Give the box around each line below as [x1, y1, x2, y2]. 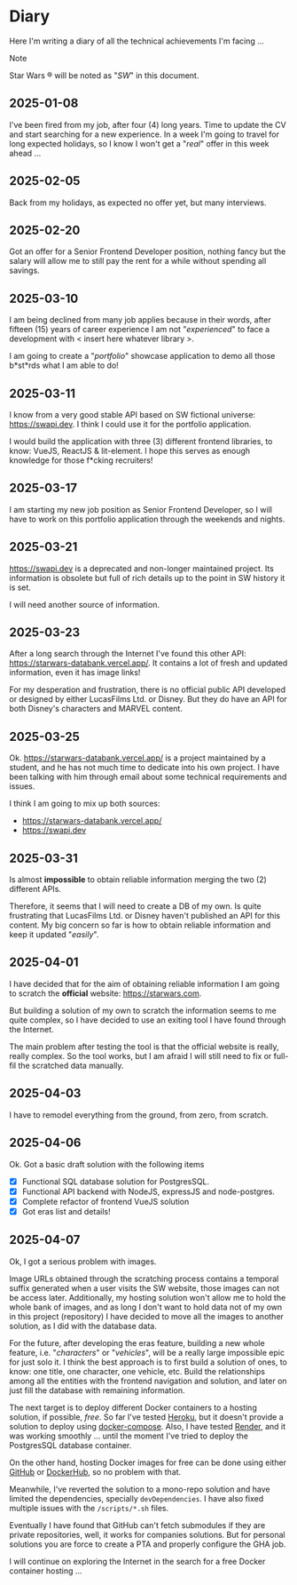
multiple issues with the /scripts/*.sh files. [9, 1502, 169, 1513]
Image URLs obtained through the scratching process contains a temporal [9, 1273, 279, 1284]
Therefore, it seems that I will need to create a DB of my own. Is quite [9, 901, 262, 912]
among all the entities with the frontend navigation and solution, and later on [9, 1375, 287, 1386]
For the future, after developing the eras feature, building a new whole [9, 1337, 265, 1348]
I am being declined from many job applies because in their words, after [9, 315, 272, 325]
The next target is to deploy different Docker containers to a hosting [9, 1402, 257, 1413]
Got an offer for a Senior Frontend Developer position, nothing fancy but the [9, 246, 286, 257]
